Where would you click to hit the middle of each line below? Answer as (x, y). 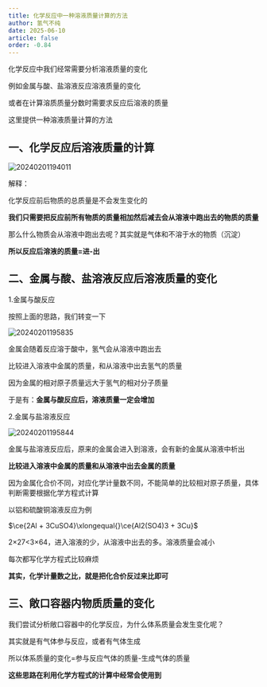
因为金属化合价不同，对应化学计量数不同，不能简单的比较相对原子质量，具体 (133, 482)
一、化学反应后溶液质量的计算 (81, 147)
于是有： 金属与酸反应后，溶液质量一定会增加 (81, 399)
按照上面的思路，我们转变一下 (57, 316)
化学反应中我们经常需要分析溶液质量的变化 (78, 69)
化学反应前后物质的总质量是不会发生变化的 (78, 200)
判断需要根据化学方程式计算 (54, 493)
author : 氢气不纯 (35, 23)
